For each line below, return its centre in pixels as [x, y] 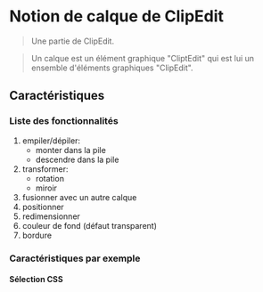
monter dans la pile [71, 150]
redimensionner [51, 216]
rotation [50, 178]
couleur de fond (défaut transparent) [90, 225]
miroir [46, 188]
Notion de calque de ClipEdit [117, 16]
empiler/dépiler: [51, 141]
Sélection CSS [37, 280]
